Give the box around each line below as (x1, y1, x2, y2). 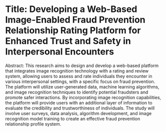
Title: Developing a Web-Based (5, 3, 137, 15)
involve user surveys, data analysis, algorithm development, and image (5, 110, 152, 116)
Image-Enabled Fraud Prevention (5, 14, 145, 25)
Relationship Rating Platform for (5, 25, 141, 36)
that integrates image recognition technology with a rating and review (5, 67, 149, 73)
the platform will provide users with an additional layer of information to (5, 99, 152, 105)
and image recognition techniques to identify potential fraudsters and (5, 89, 148, 95)
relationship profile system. (5, 121, 62, 127)
